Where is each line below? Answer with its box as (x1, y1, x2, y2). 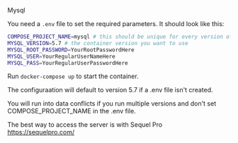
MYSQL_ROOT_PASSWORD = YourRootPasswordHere (7, 46, 135, 54)
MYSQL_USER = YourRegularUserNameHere (7, 53, 115, 60)
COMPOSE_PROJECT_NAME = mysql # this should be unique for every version (7, 33, 223, 40)
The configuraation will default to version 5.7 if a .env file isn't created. (7, 86, 214, 94)
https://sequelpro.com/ (7, 128, 75, 137)
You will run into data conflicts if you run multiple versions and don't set (7, 99, 217, 108)
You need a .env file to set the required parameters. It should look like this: (7, 20, 225, 27)
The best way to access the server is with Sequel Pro (7, 120, 163, 129)
